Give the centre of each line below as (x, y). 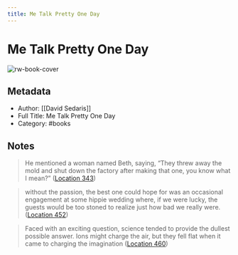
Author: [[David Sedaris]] (54, 108)
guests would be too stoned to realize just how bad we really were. (123, 207)
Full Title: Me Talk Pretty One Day (66, 116)
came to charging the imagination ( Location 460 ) (96, 244)
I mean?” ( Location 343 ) (60, 178)
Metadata (29, 91)
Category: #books (44, 124)
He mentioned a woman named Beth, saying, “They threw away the (123, 163)
